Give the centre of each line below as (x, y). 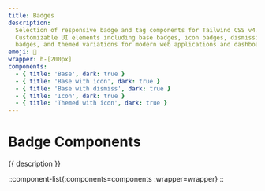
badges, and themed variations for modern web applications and (123, 45)
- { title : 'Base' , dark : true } (70, 74)
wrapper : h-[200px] (40, 60)
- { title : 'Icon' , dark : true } (70, 96)
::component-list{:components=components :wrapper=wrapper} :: (116, 179)
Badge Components (75, 142)
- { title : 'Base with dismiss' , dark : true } (93, 88)
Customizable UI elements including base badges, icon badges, (121, 37)
